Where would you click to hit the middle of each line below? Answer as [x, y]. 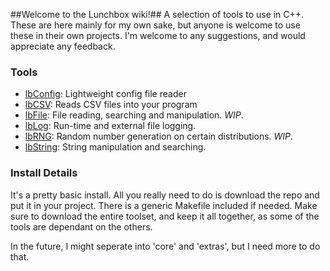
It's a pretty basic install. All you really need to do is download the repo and [165, 195]
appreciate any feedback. [63, 46]
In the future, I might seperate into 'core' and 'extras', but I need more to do [165, 246]
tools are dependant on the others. [81, 226]
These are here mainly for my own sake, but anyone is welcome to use [155, 25]
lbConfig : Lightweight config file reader [105, 94]
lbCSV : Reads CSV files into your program [111, 105]
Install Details [44, 173]
